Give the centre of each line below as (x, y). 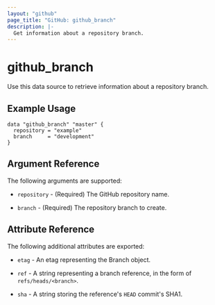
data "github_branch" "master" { (55, 124)
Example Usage (42, 108)
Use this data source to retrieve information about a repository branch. (108, 87)
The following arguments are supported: (65, 181)
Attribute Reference (51, 230)
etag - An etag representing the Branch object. (84, 259)
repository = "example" (48, 131)
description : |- (31, 26)
